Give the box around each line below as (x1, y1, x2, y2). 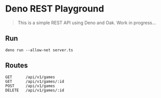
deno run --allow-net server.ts (5, 47, 73, 53)
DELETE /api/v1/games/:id (5, 87, 65, 93)
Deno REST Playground (5, 3, 104, 15)
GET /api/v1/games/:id (5, 79, 65, 84)
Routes (5, 61, 28, 70)
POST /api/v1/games (5, 83, 56, 88)
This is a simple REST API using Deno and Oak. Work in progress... (17, 20, 156, 26)
